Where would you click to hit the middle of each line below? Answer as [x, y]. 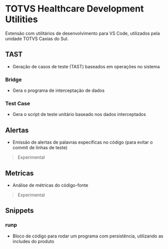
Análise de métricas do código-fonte [50, 185]
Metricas [20, 173]
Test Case [18, 103]
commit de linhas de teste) [40, 148]
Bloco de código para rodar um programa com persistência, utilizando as [88, 236]
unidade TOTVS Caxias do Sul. [37, 39]
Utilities [22, 19]
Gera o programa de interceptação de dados [58, 90]
